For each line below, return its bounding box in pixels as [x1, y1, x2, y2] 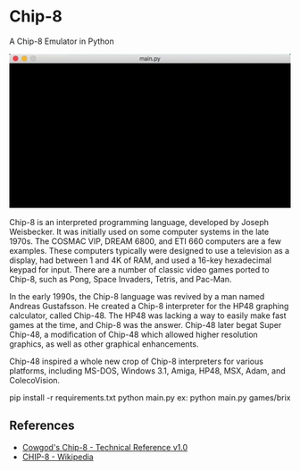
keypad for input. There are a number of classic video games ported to [9, 265, 270, 275]
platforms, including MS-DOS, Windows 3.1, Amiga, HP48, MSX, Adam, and [9, 366, 286, 376]
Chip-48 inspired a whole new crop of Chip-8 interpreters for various [9, 356, 263, 367]
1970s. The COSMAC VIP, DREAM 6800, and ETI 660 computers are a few [9, 236, 282, 247]
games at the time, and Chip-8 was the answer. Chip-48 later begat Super [9, 320, 282, 331]
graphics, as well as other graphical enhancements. [9, 339, 199, 349]
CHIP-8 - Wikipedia [21, 451, 94, 462]
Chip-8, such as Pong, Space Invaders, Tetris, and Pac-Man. [9, 274, 232, 285]
